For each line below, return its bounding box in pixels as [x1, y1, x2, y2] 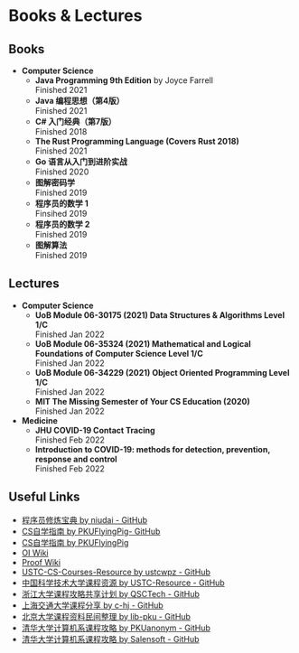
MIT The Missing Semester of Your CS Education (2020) [34, 396, 250, 406]
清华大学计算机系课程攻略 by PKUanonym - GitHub [21, 622, 211, 633]
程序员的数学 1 [34, 198, 89, 209]
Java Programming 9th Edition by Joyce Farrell [34, 75, 214, 86]
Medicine [21, 415, 58, 425]
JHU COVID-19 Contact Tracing [34, 424, 155, 435]
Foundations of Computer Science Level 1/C [34, 348, 204, 359]
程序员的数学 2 [34, 219, 90, 229]
